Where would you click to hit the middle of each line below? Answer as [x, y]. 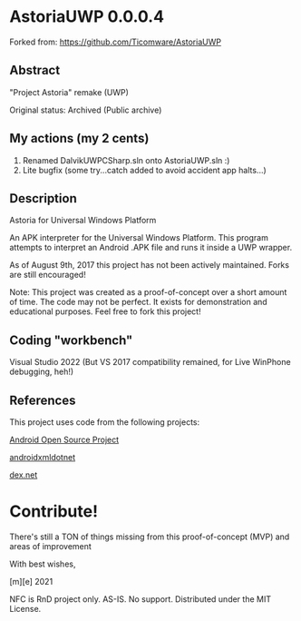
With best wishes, [43, 564]
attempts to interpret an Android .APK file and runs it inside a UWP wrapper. [151, 248]
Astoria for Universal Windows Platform [83, 221]
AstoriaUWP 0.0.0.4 [87, 17]
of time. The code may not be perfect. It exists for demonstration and [138, 302]
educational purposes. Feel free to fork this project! [105, 311]
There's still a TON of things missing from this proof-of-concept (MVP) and [150, 537]
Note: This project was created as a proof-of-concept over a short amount [148, 292]
